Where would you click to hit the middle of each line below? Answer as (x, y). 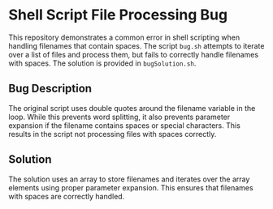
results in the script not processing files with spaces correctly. (113, 134)
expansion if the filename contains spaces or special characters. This (125, 125)
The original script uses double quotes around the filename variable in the (132, 108)
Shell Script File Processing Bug (118, 15)
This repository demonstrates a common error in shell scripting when (124, 37)
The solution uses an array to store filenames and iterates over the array (129, 179)
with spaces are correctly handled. (67, 196)
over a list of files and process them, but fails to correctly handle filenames (133, 54)
